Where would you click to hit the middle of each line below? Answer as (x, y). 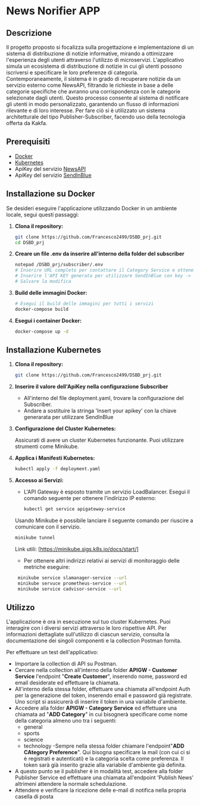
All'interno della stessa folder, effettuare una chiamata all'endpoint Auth (102, 689)
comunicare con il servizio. (48, 527)
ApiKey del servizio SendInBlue (53, 175)
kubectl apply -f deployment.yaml (57, 469)
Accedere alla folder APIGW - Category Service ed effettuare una (96, 708)
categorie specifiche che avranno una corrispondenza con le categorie (93, 91)
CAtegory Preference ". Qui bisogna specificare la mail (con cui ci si (107, 752)
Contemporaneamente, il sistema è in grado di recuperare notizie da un (93, 79)
